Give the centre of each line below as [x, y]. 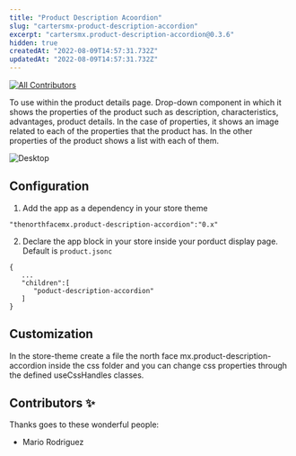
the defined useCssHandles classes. [77, 375]
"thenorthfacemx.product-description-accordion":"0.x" [114, 224]
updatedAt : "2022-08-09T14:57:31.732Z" [84, 59]
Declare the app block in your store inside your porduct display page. [150, 241]
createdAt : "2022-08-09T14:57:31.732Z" [84, 51]
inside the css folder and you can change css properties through [168, 365]
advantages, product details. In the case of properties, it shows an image [144, 121]
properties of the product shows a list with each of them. [114, 141]
